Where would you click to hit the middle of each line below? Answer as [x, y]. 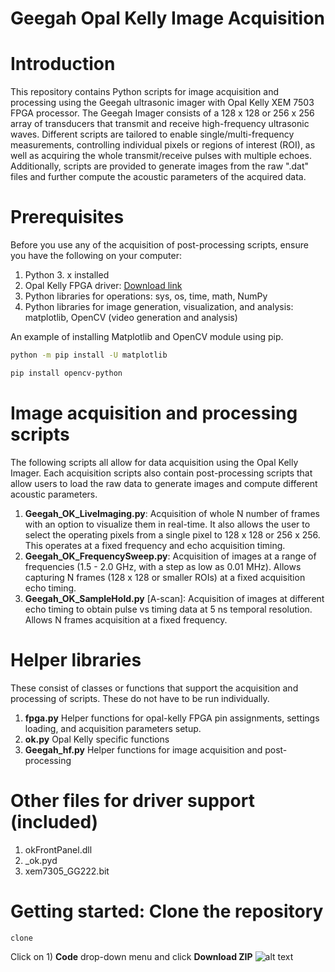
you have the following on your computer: [96, 256]
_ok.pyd [41, 860]
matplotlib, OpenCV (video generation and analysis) [131, 318]
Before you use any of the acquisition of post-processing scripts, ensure [159, 245]
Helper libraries [76, 659]
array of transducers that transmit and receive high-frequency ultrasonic [160, 124]
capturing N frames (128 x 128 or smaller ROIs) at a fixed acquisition [165, 577]
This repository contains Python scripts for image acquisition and [145, 92]
